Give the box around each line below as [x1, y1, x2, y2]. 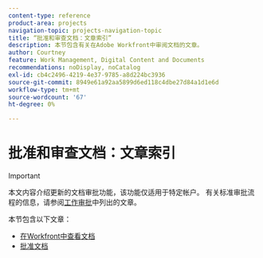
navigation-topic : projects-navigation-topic [8, 26, 162, 34]
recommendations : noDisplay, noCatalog [8, 64, 141, 72]
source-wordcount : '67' [8, 93, 88, 101]
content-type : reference [8, 11, 91, 20]
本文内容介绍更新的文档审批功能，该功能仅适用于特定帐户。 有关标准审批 [8, 188, 248, 197]
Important [8, 171, 41, 181]
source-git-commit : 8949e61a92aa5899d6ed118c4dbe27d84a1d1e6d [8, 78, 219, 86]
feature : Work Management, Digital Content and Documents [8, 57, 205, 64]
